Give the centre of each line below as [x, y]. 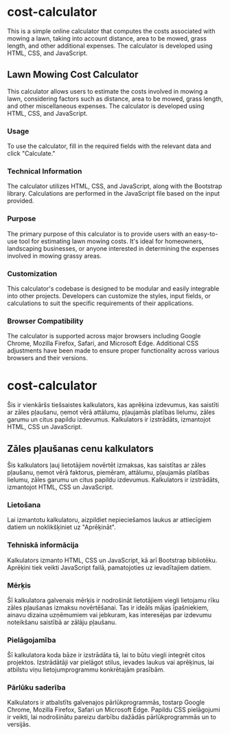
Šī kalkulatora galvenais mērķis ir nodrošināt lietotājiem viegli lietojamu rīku [113, 600]
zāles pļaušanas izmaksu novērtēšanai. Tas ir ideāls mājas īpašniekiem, [108, 608]
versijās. [19, 725]
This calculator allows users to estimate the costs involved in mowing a [107, 91]
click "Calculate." [31, 154]
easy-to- [206, 234]
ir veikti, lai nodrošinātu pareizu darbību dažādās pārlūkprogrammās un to [112, 717]
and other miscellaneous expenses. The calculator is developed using [106, 106]
